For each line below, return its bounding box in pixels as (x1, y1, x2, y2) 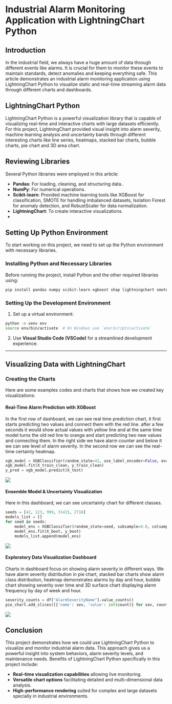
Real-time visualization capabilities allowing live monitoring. (12, 671, 142, 677)
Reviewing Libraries (5, 157, 70, 166)
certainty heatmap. (15, 448, 56, 454)
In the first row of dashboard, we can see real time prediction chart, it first (5, 415, 161, 421)
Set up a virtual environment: (12, 311, 74, 317)
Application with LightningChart (5, 14, 145, 26)
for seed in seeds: (5, 519, 47, 525)
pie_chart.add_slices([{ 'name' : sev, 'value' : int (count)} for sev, (5, 602, 155, 607)
